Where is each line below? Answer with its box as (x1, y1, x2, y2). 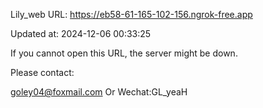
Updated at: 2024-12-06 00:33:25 (10, 28, 152, 39)
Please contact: (10, 67, 75, 78)
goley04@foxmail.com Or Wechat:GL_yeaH (10, 86, 188, 98)
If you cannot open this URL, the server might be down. (10, 47, 238, 59)
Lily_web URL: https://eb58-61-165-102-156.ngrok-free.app (10, 9, 253, 20)
